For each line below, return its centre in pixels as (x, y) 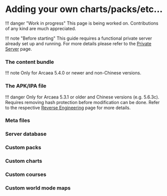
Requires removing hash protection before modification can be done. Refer (82, 102)
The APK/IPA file (26, 86)
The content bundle (30, 62)
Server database (26, 134)
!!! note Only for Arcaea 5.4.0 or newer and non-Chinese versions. (73, 73)
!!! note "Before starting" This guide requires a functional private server (78, 38)
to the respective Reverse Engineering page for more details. (68, 108)
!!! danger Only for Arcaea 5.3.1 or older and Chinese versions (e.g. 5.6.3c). (82, 97)
